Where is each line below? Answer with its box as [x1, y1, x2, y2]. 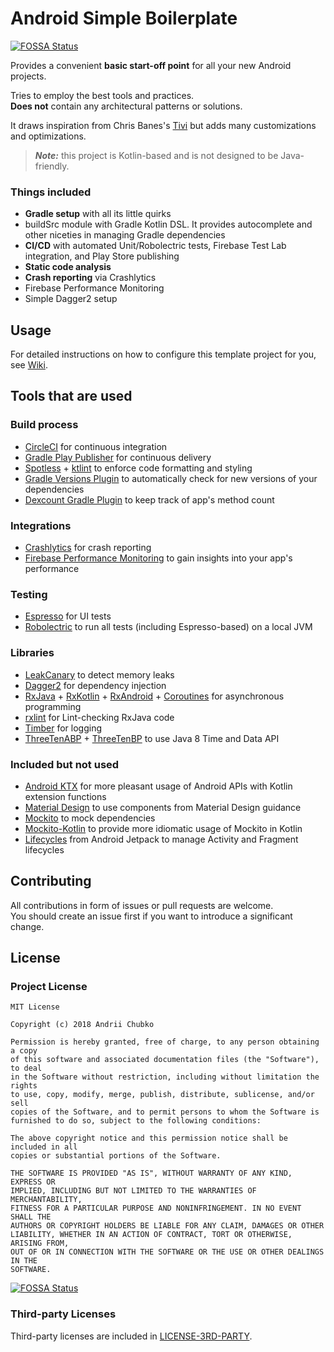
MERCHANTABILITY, [10, 1195, 83, 1205]
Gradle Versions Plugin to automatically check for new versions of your [24, 472, 318, 484]
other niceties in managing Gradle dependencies [24, 229, 226, 241]
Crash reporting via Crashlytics [24, 272, 157, 284]
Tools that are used [10, 388, 133, 405]
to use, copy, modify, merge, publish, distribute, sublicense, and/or [10, 1090, 315, 1100]
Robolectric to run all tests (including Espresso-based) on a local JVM [24, 621, 313, 633]
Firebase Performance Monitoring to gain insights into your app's [24, 552, 293, 564]
